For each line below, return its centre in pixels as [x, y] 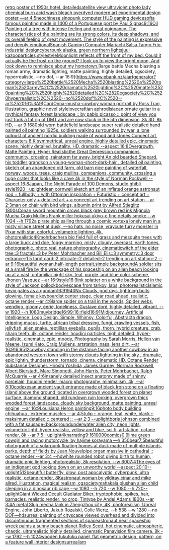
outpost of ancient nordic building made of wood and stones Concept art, [81, 136]
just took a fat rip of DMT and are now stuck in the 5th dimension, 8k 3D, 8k [83, 120]
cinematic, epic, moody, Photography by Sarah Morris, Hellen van [92, 339]
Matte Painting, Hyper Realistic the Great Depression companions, [73, 151]
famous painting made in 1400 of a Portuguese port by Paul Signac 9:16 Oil [82, 23]
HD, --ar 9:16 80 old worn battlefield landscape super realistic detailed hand [83, 125]
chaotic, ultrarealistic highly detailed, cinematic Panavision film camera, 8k [82, 531]
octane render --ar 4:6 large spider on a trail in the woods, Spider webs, [79, 301]
